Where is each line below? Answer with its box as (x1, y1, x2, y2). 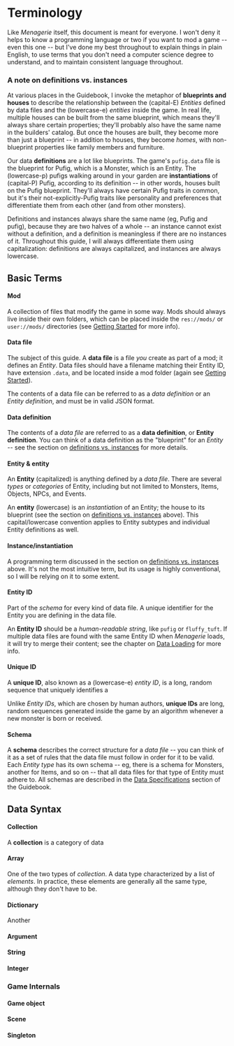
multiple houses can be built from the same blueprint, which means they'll (7, 113, 220, 122)
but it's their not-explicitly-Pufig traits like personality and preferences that (7, 194, 222, 202)
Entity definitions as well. (7, 526, 79, 534)
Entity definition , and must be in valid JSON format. (7, 397, 155, 406)
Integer (7, 964, 29, 973)
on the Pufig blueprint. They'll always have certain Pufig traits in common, (7, 187, 220, 195)
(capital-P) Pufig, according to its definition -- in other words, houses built (7, 179, 220, 187)
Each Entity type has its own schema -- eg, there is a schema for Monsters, (7, 761, 224, 769)
